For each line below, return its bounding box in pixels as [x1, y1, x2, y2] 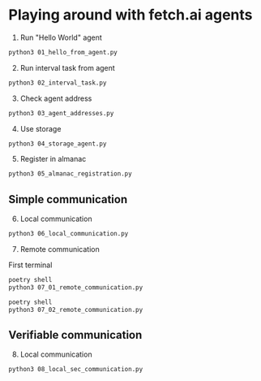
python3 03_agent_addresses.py [8, 109, 114, 117]
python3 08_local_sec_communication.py [8, 366, 143, 374]
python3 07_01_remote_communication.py [8, 283, 143, 292]
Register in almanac [19, 154, 87, 164]
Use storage [19, 123, 62, 133]
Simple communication [8, 193, 128, 206]
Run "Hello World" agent [19, 32, 103, 42]
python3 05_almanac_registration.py [8, 170, 132, 178]
